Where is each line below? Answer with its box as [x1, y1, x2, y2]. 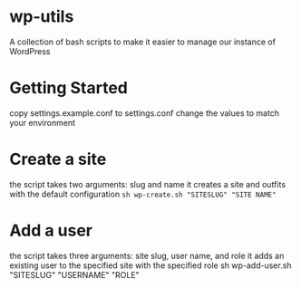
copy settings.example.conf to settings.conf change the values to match [9, 107, 279, 119]
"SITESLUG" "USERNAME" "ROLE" [9, 269, 141, 280]
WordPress [9, 45, 52, 56]
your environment [9, 117, 75, 128]
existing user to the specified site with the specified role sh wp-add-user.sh [9, 260, 292, 271]
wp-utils [9, 6, 74, 27]
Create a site [9, 149, 107, 169]
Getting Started [9, 78, 129, 99]
